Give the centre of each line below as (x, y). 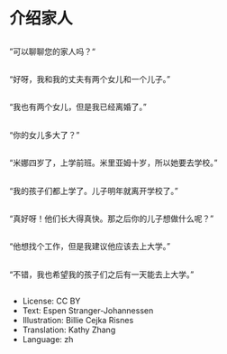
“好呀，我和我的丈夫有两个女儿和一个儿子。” (90, 79)
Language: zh (48, 340)
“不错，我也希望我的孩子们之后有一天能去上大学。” (102, 274)
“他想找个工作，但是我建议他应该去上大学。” (90, 247)
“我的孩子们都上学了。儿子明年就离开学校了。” (94, 191)
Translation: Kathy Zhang (69, 330)
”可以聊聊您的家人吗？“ (53, 51)
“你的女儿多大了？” (45, 135)
